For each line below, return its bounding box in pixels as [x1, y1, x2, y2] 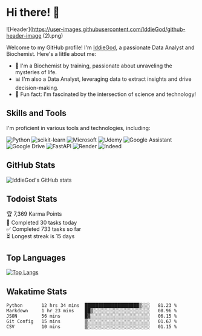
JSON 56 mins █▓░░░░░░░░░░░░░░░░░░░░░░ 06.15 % [6, 313, 177, 319]
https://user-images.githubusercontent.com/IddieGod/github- [31, 26, 186, 33]
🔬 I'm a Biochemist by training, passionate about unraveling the [15, 62, 172, 69]
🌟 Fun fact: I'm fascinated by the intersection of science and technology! [15, 91, 197, 98]
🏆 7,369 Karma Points [6, 210, 62, 218]
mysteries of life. [15, 68, 57, 75]
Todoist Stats [6, 194, 57, 204]
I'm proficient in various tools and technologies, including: [6, 124, 151, 131]
